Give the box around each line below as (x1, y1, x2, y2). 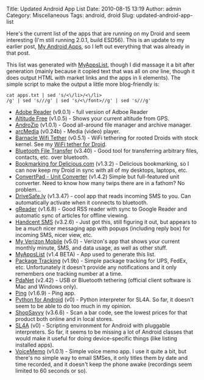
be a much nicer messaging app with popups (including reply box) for (15, 225, 191, 232)
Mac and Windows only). (15, 283, 78, 290)
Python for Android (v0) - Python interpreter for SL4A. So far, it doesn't (15, 296, 194, 303)
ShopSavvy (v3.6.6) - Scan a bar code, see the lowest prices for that (15, 309, 188, 316)
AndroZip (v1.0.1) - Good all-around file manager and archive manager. (15, 121, 192, 128)
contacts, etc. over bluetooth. (15, 153, 90, 161)
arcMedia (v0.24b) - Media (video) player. (15, 128, 121, 135)
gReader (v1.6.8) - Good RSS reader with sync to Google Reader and (15, 205, 188, 213)
